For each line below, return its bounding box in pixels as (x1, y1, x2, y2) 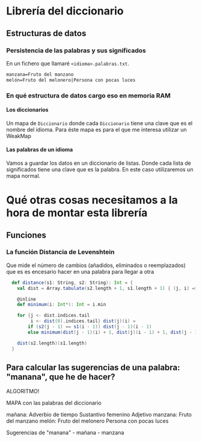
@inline (17, 296, 36, 302)
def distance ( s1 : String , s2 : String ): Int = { (11, 280, 133, 286)
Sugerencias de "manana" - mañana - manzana (6, 429, 124, 437)
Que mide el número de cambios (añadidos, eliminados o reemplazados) (6, 262, 186, 269)
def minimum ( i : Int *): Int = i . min (17, 302, 106, 308)
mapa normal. (6, 172, 41, 179)
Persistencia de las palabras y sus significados (6, 46, 146, 55)
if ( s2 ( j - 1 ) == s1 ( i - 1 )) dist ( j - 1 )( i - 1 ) (28, 324, 152, 330)
